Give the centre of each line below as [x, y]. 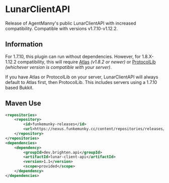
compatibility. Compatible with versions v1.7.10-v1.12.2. [62, 28]
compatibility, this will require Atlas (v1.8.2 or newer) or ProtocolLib [87, 62]
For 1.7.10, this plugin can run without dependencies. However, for [73, 56]
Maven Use [23, 103]
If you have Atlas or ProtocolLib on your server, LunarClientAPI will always [82, 77]
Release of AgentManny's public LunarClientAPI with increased [71, 23]
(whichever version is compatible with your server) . [59, 67]
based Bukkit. [19, 87]
